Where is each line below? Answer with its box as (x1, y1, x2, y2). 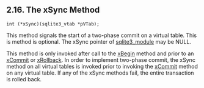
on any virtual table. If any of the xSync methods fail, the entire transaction (6, 69, 194, 76)
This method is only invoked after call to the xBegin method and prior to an (6, 50, 194, 57)
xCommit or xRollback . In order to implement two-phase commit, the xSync (6, 56, 195, 63)
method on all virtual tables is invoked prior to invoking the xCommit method (6, 63, 199, 70)
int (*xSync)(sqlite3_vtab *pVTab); (6, 21, 100, 27)
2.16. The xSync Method (6, 5, 100, 15)
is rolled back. (6, 75, 42, 83)
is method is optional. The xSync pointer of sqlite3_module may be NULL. (6, 38, 191, 45)
